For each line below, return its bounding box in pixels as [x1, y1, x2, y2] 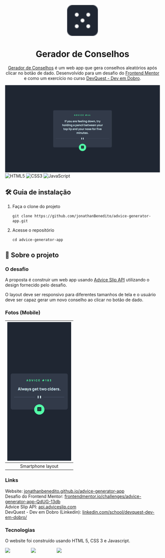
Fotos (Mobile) [5, 309, 41, 316]
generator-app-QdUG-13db [5, 498, 60, 504]
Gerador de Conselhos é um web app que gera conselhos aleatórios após [8, 65, 157, 70]
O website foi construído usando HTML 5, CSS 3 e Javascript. [5, 538, 130, 544]
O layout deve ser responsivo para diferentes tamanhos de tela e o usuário [5, 291, 156, 297]
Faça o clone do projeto [12, 204, 60, 209]
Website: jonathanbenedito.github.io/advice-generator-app [5, 488, 125, 494]
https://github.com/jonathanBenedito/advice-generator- [34, 214, 151, 219]
